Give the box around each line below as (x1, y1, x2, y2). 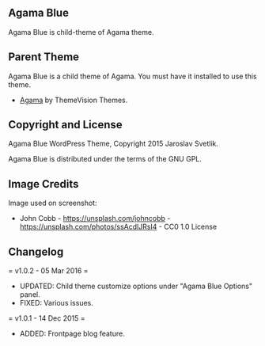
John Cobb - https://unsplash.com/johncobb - (19, 214, 171, 223)
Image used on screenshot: (8, 198, 97, 208)
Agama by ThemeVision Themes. (19, 95, 128, 105)
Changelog (8, 245, 64, 258)
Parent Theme (8, 51, 80, 64)
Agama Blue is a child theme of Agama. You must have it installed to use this (8, 71, 257, 81)
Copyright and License (8, 118, 123, 131)
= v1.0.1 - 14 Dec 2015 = (8, 314, 85, 323)
